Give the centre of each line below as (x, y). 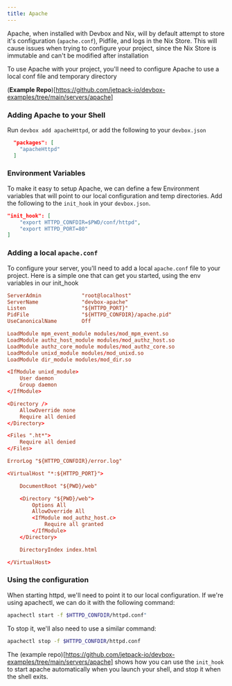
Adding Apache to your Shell (56, 115)
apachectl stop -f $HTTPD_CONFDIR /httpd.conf (74, 641)
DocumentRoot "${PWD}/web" (59, 486)
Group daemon (38, 385)
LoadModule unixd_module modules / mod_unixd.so (75, 353)
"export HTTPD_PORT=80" (54, 229)
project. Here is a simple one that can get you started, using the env (104, 275)
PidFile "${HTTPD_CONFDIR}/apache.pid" (89, 315)
